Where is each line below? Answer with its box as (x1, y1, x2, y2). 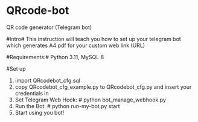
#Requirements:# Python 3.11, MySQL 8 (6, 53, 104, 60)
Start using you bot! (14, 109, 65, 116)
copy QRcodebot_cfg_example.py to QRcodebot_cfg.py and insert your (14, 83, 192, 91)
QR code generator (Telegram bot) (6, 24, 92, 31)
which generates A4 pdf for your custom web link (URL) (6, 42, 145, 49)
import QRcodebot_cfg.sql (14, 77, 80, 84)
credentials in (14, 89, 49, 97)
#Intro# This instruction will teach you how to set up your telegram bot (6, 35, 181, 42)
